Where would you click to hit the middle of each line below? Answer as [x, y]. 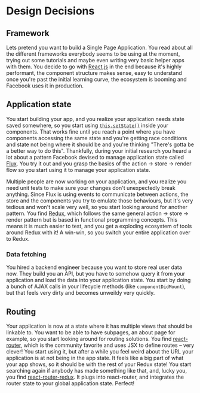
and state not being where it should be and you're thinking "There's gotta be [100, 144]
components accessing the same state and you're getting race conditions [97, 138]
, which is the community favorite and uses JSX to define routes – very [107, 345]
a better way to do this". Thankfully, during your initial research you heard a [99, 150]
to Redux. [18, 238]
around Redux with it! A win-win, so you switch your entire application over [98, 232]
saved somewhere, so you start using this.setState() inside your [87, 125]
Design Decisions [50, 11]
